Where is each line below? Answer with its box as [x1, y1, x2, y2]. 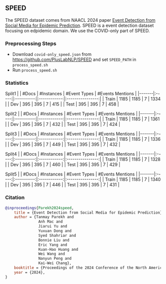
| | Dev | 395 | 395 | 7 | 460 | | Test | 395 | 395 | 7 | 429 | [5, 162, 121, 168]
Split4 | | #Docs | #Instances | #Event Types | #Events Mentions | [5, 151, 138, 157]
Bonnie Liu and [38, 237, 70, 242]
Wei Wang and [38, 251, 65, 257]
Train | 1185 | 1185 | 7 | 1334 [105, 96, 161, 102]
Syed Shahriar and [38, 233, 77, 238]
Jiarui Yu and [38, 224, 68, 229]
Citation [5, 194, 25, 201]
